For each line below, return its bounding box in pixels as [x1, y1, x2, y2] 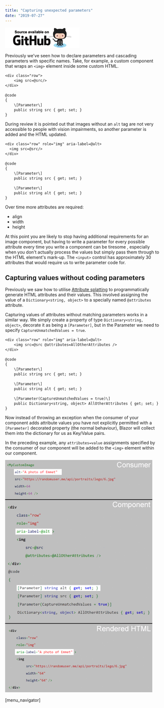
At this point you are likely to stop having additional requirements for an [5, 233, 149, 239]
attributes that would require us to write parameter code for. [5, 259, 126, 265]
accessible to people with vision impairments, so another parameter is [5, 126, 147, 132]
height [12, 224, 25, 230]
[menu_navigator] [5, 697, 41, 703]
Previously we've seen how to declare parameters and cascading [5, 52, 137, 58]
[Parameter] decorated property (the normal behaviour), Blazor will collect [5, 425, 155, 431]
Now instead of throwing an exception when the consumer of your [5, 415, 139, 421]
